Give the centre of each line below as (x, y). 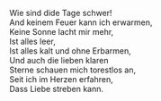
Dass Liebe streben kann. (57, 89)
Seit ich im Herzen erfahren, (62, 79)
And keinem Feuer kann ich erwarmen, (81, 22)
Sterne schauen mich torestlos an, (73, 70)
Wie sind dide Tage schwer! (61, 13)
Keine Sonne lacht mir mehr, (62, 32)
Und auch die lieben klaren (59, 60)
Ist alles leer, (32, 41)
